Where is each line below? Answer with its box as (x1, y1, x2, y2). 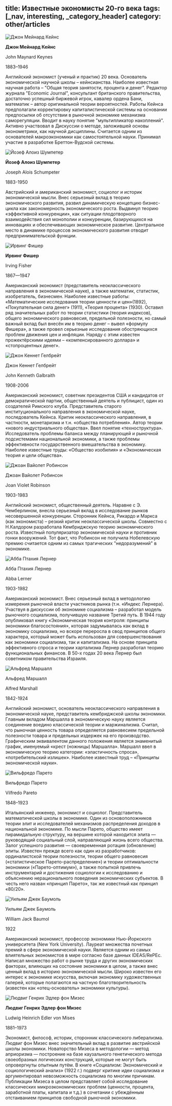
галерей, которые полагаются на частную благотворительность (5, 979, 147, 985)
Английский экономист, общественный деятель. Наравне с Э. (5, 502, 141, 508)
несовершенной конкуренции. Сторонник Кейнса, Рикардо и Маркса (5, 513, 158, 519)
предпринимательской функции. (5, 232, 77, 238)
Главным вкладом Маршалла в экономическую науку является (5, 716, 145, 722)
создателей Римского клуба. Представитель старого (5, 403, 122, 409)
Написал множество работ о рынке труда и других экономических (5, 958, 153, 964)
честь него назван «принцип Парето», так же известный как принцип (5, 880, 158, 887)
